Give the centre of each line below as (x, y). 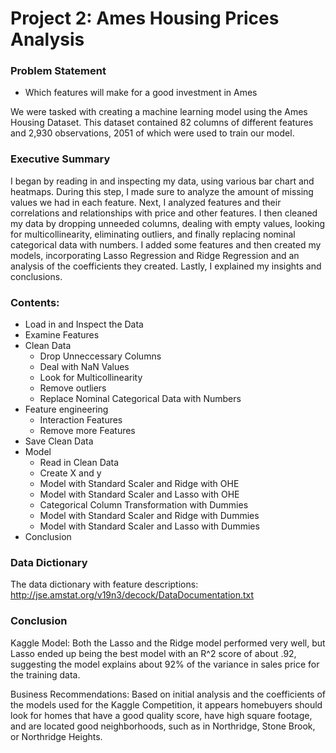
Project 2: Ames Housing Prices (145, 18)
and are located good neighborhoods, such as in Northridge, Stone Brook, (163, 726)
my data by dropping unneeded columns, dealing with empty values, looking (168, 223)
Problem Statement (58, 71)
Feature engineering (66, 409)
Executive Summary (60, 159)
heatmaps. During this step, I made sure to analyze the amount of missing (162, 191)
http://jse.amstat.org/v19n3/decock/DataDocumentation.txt (132, 595)
